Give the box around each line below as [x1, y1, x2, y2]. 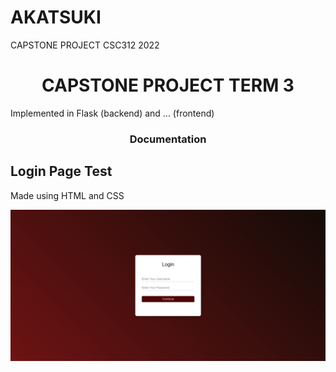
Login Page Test [10, 163, 113, 180]
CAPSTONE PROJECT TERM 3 [41, 74, 295, 97]
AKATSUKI [10, 6, 102, 29]
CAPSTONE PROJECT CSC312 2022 [10, 39, 160, 51]
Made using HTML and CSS [10, 189, 125, 201]
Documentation [129, 132, 207, 146]
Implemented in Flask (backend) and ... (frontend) [10, 107, 215, 119]
